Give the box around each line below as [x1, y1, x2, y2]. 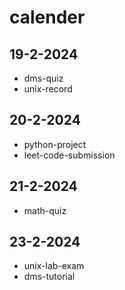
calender [9, 6, 86, 29]
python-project [23, 138, 87, 150]
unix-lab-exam [23, 260, 85, 272]
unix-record [23, 83, 73, 95]
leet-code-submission [23, 149, 116, 161]
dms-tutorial [23, 271, 76, 283]
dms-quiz [23, 72, 64, 84]
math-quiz [23, 204, 67, 216]
